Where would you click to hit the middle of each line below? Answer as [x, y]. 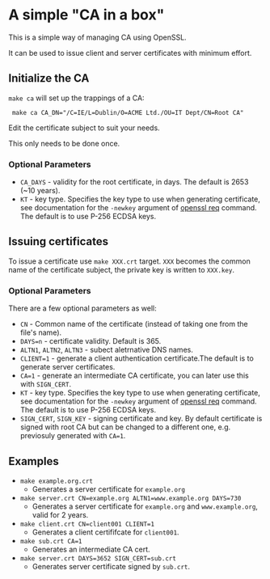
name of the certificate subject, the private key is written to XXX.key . [121, 269]
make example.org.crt [56, 481]
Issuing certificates [59, 241]
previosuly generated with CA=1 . [73, 436]
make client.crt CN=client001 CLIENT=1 [87, 524]
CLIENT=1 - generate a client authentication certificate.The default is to [137, 358]
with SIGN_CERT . [45, 384]
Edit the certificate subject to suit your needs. [84, 128]
